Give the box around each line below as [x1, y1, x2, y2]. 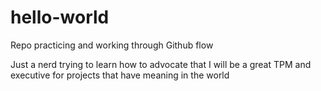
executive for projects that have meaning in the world [10, 69, 230, 81]
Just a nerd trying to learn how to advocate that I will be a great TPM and [10, 58, 312, 70]
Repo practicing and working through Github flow [10, 39, 214, 51]
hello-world [10, 6, 110, 29]
